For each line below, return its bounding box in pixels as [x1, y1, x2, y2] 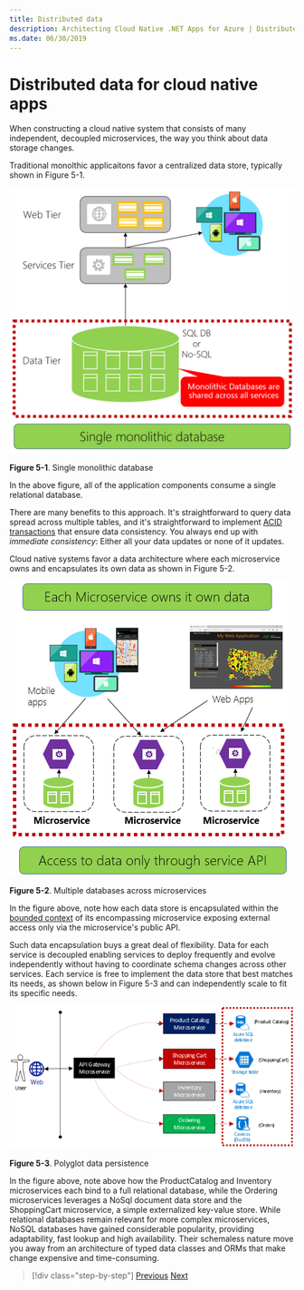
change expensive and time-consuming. [9, 1253, 160, 1264]
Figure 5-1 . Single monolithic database [9, 462, 154, 473]
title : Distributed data [9, 15, 103, 24]
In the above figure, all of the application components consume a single [9, 479, 276, 490]
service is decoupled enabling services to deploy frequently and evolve [9, 949, 276, 960]
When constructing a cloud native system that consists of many [9, 123, 247, 134]
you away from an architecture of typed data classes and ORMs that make [9, 1243, 287, 1254]
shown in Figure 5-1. [9, 170, 86, 181]
